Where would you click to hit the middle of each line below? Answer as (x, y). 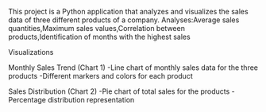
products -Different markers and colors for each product (100, 76)
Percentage (27, 100)
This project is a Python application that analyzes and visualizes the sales (128, 12)
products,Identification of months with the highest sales (99, 37)
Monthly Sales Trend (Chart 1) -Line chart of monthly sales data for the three (133, 68)
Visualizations (31, 52)
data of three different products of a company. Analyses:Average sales (124, 20)
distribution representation (91, 100)
